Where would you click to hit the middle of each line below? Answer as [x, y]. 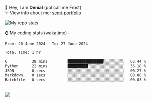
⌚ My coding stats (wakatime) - [38, 33]
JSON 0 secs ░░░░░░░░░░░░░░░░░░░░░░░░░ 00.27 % [75, 71]
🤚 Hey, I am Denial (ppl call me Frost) [43, 8]
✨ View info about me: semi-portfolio [43, 13]
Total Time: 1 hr [23, 52]
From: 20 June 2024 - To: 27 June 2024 [47, 44]
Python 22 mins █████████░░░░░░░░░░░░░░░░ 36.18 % [75, 66]
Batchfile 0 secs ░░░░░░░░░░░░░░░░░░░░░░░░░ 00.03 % [75, 80]
